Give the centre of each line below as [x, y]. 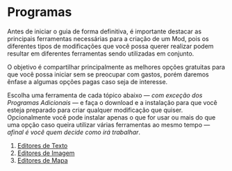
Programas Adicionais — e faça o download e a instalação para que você [112, 102]
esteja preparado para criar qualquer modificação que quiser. [95, 110]
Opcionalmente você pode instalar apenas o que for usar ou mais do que [111, 117]
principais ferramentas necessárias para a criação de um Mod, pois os [108, 38]
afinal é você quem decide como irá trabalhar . [74, 132]
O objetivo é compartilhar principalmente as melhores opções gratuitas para [116, 67]
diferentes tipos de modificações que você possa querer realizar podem [110, 46]
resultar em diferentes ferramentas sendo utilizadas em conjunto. [101, 54]
